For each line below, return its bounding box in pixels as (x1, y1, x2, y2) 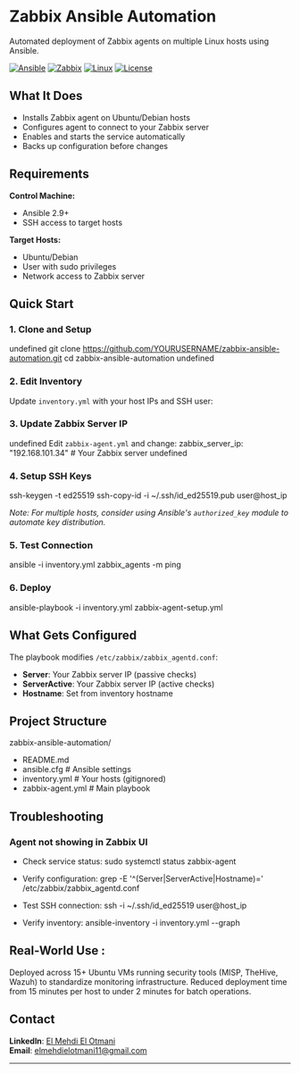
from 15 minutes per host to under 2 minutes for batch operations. (9, 986, 252, 996)
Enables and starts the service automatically (21, 131, 186, 142)
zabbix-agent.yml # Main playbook (21, 783, 151, 794)
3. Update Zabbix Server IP (9, 418, 128, 430)
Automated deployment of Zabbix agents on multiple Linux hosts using (9, 36, 270, 46)
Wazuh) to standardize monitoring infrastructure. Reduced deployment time (9, 976, 287, 987)
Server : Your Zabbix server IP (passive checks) (21, 669, 197, 679)
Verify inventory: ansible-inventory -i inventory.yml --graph (21, 918, 241, 928)
